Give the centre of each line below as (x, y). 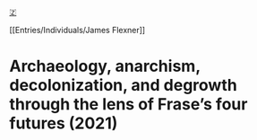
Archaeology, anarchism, (105, 66)
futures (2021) (64, 123)
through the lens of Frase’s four (128, 105)
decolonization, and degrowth (123, 86)
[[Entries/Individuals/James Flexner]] (77, 30)
